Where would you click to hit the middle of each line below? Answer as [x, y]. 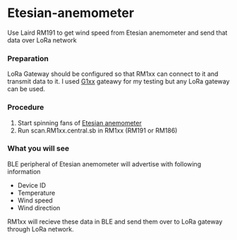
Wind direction [39, 207]
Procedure [26, 108]
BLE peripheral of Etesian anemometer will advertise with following [104, 164]
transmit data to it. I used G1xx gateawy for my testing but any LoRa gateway [119, 81]
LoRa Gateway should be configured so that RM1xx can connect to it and [113, 74]
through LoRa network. [41, 229]
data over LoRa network [42, 40]
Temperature [36, 193]
